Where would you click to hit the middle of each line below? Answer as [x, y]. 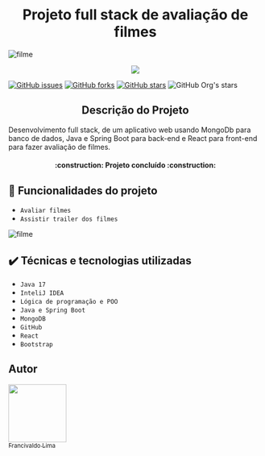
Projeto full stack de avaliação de [135, 15]
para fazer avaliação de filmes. [60, 147]
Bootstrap [37, 344]
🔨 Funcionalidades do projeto [83, 191]
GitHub [31, 327]
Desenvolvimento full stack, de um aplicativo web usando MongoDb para [130, 130]
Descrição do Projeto [135, 110]
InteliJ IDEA [42, 293]
